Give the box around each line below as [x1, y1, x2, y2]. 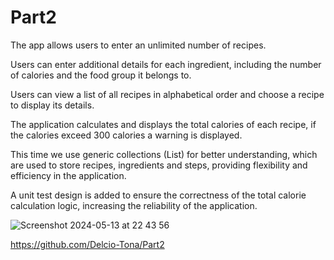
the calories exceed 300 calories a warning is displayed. [10, 129, 243, 141]
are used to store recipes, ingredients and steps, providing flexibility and [10, 159, 308, 171]
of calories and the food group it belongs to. [10, 69, 192, 81]
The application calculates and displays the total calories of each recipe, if [10, 118, 317, 130]
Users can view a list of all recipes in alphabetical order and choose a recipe [10, 88, 325, 100]
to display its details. [10, 99, 95, 111]
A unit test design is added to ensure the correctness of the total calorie [10, 189, 307, 201]
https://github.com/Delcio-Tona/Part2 [10, 238, 165, 250]
